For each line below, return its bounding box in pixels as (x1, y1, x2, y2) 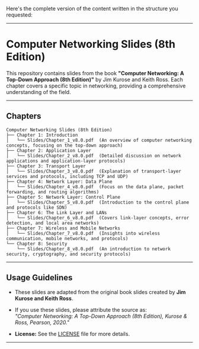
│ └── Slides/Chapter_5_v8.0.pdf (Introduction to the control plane (6, 199, 190, 205)
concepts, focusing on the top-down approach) (6, 142, 123, 148)
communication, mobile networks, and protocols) (6, 235, 129, 241)
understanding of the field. (6, 88, 71, 95)
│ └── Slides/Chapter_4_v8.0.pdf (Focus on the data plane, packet (6, 183, 184, 190)
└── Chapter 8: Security (6, 241, 68, 247)
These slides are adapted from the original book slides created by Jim (14, 288, 186, 295)
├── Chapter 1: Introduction (6, 132, 78, 138)
